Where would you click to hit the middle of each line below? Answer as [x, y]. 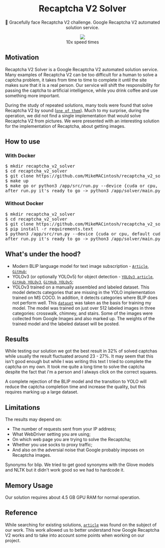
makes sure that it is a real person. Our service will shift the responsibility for [82, 85]
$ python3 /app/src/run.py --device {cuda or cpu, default [78, 234]
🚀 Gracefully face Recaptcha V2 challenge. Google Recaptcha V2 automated [82, 22]
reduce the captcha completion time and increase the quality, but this [75, 387]
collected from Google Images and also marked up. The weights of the [83, 318]
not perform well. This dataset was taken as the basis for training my [82, 303]
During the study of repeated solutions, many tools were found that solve [79, 105]
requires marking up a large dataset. [42, 392]
